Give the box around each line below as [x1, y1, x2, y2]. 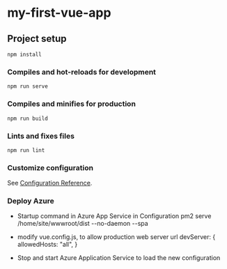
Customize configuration [7, 162, 94, 172]
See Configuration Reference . [7, 179, 93, 187]
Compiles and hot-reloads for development [7, 67, 157, 77]
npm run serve [7, 83, 49, 90]
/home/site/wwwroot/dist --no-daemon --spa [17, 220, 148, 228]
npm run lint [7, 146, 45, 154]
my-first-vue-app [7, 5, 111, 21]
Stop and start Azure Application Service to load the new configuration [17, 254, 221, 262]
